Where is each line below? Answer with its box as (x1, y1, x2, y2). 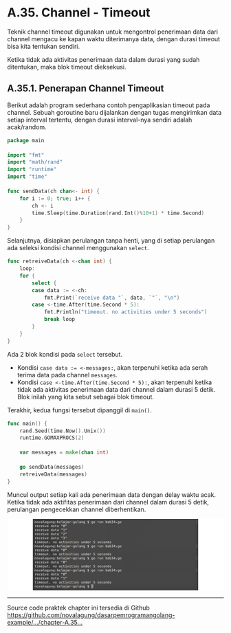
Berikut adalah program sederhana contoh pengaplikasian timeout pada (7, 101, 210, 109)
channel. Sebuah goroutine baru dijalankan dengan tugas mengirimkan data (7, 108, 222, 116)
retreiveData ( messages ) (19, 471, 88, 478)
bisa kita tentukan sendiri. (7, 42, 80, 50)
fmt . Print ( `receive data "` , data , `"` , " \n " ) (43, 294, 180, 301)
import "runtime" (7, 166, 57, 173)
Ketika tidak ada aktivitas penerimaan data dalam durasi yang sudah (7, 55, 200, 63)
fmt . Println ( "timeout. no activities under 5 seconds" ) (43, 309, 208, 315)
